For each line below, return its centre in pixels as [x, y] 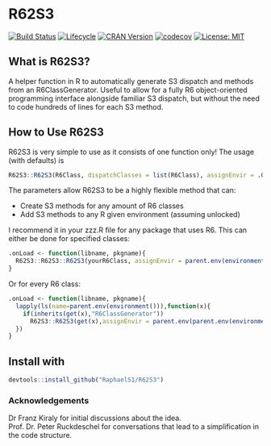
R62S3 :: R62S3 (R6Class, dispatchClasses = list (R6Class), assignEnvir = [131, 175]
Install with [37, 361]
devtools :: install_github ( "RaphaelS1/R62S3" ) [86, 380]
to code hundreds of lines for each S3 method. [86, 106]
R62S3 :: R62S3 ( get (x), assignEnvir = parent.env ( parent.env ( [131, 321]
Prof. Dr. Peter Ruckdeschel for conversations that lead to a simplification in [134, 427]
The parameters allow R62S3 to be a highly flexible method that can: [122, 190]
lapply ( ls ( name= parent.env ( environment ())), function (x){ [113, 306]
